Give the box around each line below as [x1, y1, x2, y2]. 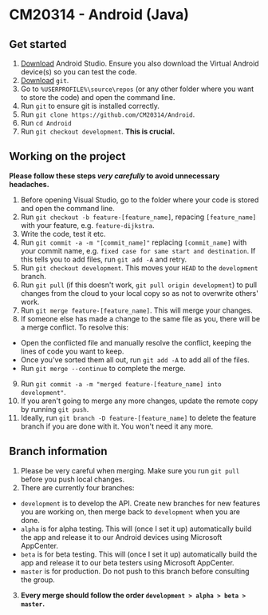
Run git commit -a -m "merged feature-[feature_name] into [20, 378, 222, 389]
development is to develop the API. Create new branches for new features [20, 498, 261, 508]
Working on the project [9, 150, 126, 163]
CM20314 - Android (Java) [9, 6, 190, 24]
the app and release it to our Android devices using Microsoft [20, 532, 223, 541]
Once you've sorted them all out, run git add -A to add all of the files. [20, 354, 250, 365]
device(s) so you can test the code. [20, 67, 137, 77]
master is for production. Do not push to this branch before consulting [20, 566, 250, 576]
